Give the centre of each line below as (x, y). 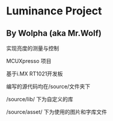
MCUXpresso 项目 (29, 61)
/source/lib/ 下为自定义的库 (40, 99)
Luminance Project (54, 11)
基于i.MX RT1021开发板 (35, 74)
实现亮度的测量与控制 (32, 48)
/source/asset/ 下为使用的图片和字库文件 (56, 112)
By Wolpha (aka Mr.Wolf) (54, 33)
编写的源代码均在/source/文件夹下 (48, 86)
